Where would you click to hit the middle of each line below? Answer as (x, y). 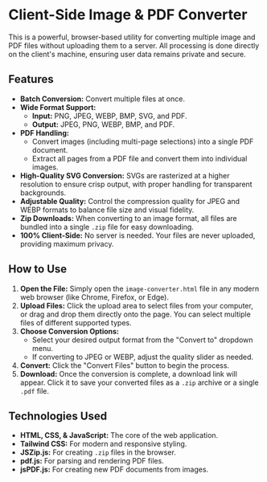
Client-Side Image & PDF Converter (128, 15)
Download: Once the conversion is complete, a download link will (128, 374)
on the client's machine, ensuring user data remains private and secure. (127, 54)
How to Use (38, 270)
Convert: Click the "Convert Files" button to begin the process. (125, 365)
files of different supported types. (76, 322)
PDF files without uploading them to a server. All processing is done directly (134, 45)
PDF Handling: (45, 133)
